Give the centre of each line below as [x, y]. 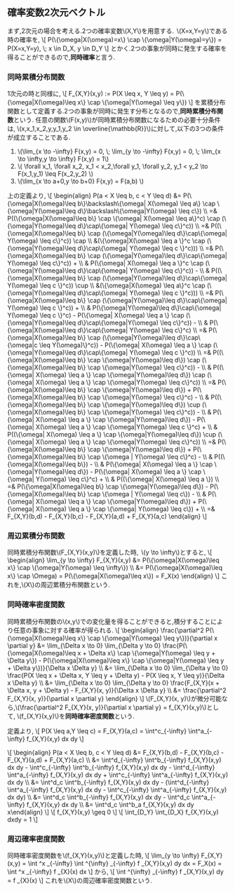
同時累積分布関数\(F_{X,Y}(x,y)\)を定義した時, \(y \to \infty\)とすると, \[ [110, 552]
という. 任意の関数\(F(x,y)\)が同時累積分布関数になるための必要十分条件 [117, 120]
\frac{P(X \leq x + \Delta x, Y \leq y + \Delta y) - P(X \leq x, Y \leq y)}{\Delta [116, 675]
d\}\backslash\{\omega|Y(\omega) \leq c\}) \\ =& [147, 211]
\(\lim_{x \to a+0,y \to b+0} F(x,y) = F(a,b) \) [81, 182]
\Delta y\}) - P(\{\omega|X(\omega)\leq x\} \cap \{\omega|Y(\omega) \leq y [116, 660]
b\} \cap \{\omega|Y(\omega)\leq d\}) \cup [139, 404]
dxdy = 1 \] [23, 819]
